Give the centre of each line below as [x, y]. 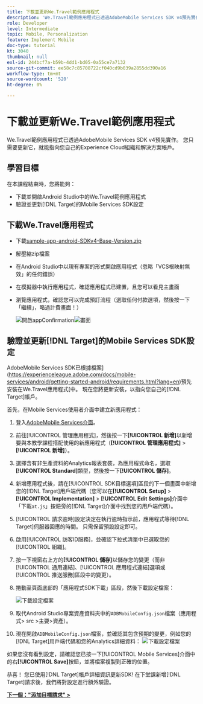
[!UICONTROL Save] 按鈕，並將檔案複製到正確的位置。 [85, 662]
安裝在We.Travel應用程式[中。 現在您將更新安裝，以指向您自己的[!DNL [94, 389]
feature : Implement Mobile [41, 40]
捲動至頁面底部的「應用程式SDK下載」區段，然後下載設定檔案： [95, 588]
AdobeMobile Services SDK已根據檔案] [55, 368]
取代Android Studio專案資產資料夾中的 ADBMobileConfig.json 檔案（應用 [103, 613]
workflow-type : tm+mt [34, 74]
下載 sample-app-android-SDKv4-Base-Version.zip [79, 241]
